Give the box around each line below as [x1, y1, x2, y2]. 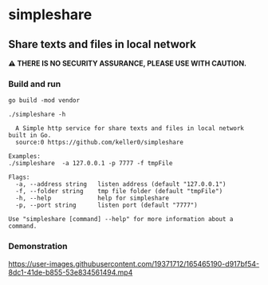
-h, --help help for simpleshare [15, 194, 170, 203]
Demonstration [8, 241, 68, 252]
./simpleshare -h [8, 110, 66, 119]
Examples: [8, 152, 41, 160]
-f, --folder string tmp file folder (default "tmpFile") [15, 188, 223, 196]
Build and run [8, 78, 61, 89]
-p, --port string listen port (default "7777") [15, 201, 198, 209]
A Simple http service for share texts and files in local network [15, 125, 245, 133]
